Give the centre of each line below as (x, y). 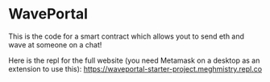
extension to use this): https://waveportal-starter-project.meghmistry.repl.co (135, 68)
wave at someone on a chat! (55, 44)
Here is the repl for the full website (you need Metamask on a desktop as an (134, 60)
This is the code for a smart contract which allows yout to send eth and (126, 36)
